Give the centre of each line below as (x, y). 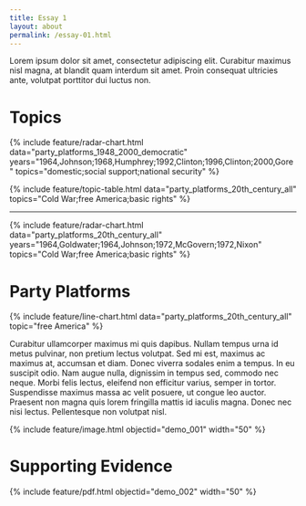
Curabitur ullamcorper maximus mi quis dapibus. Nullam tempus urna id (144, 344)
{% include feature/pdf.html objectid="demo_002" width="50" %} (133, 492)
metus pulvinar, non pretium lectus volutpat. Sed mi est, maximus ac (138, 353)
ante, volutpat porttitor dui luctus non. (81, 80)
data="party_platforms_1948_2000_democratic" (99, 153)
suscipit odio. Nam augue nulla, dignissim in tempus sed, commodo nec (144, 373)
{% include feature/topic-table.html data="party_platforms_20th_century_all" (153, 189)
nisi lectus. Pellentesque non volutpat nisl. (88, 412)
